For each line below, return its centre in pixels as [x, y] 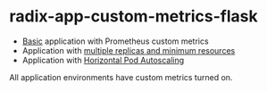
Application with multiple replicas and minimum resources [129, 50]
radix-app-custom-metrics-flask [134, 17]
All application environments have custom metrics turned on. [121, 77]
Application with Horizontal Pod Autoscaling [103, 60]
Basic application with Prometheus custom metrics [115, 41]
